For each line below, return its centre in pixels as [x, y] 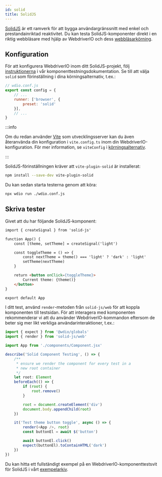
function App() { [23, 239]
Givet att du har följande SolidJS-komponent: [51, 221]
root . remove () [46, 391]
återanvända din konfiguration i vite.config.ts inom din [62, 142]
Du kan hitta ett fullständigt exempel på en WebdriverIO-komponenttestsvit [81, 464]
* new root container [38, 368]
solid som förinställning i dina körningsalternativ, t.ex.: [60, 76]
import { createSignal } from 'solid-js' [48, 230]
